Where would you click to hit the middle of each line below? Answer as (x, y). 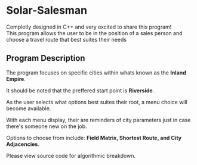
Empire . (16, 79)
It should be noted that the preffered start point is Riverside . (80, 91)
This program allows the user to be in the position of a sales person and (94, 33)
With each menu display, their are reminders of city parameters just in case (98, 120)
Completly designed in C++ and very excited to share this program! (89, 27)
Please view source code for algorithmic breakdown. (71, 155)
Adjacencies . (23, 144)
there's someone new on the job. (47, 126)
